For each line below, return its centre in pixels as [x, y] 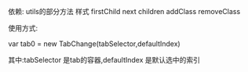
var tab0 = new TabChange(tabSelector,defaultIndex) [94, 44]
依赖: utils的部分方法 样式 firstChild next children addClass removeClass [124, 11]
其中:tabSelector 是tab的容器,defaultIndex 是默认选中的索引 [104, 60]
